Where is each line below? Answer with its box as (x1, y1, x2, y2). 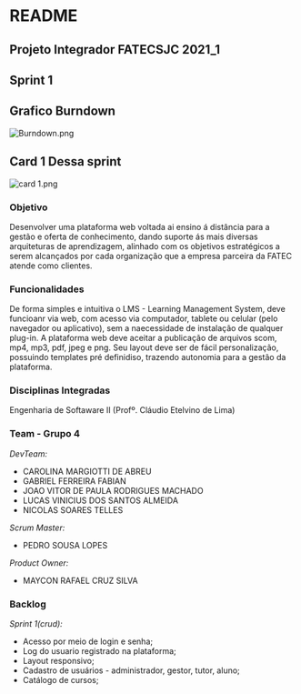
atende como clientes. (9, 260, 93, 271)
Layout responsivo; (22, 656, 95, 667)
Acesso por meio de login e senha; (22, 636, 153, 647)
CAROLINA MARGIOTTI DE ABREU (22, 466, 152, 477)
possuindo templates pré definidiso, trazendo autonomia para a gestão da (9, 352, 286, 363)
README (9, 5, 78, 26)
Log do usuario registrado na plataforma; (22, 646, 177, 657)
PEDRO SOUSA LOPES (22, 539, 108, 550)
